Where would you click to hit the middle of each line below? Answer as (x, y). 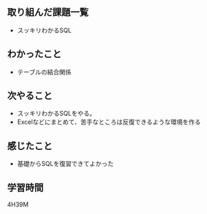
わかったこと (34, 54)
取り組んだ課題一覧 (48, 12)
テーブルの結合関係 (44, 72)
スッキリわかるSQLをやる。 (56, 114)
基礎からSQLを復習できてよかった (65, 164)
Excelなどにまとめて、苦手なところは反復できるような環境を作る (109, 122)
